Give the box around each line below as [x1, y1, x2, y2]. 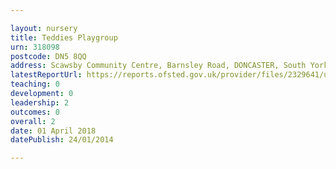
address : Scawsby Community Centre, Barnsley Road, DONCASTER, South [10, 61, 307, 71]
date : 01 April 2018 [10, 126, 97, 136]
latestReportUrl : [10, 70, 83, 80]
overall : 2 [10, 116, 56, 126]
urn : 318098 [10, 42, 60, 52]
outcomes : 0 [10, 107, 60, 117]
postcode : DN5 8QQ [10, 51, 87, 61]
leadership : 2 [10, 97, 70, 108]
